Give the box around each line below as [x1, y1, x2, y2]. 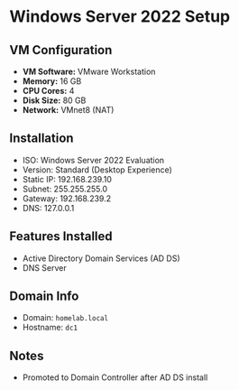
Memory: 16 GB [22, 76, 82, 87]
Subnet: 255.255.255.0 [22, 183, 108, 194]
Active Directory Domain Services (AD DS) [22, 253, 180, 264]
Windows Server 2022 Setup [9, 6, 231, 27]
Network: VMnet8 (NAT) [22, 105, 115, 115]
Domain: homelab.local [22, 312, 109, 323]
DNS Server [22, 262, 68, 273]
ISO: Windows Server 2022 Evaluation [22, 154, 165, 165]
